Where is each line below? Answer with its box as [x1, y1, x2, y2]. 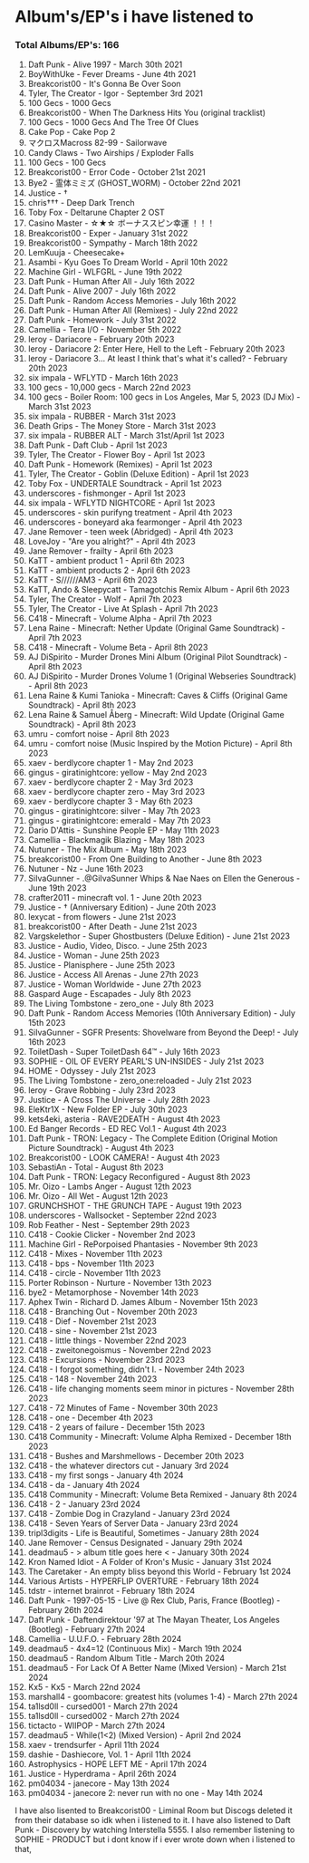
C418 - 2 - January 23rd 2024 [27, 1499, 141, 1510]
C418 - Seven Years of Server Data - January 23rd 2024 [27, 1518, 239, 1529]
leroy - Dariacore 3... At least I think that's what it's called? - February [27, 353, 288, 364]
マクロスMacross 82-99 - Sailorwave [27, 138, 168, 149]
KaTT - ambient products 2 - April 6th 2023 [27, 565, 191, 576]
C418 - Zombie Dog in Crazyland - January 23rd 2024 [27, 1509, 231, 1520]
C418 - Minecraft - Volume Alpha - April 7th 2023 [27, 613, 212, 624]
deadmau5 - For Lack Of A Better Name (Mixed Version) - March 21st [27, 1663, 287, 1674]
